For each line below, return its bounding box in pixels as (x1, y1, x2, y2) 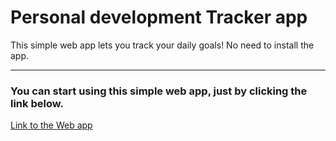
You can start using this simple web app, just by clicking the (10, 84, 308, 98)
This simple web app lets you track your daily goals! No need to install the (10, 39, 315, 51)
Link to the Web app (10, 119, 93, 131)
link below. (10, 96, 64, 110)
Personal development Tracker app (10, 6, 308, 29)
